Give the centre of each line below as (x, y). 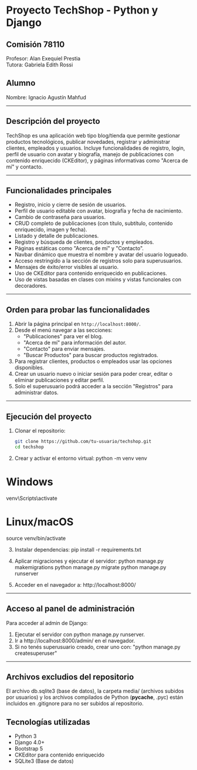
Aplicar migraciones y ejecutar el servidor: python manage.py (89, 561)
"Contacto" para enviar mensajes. (64, 349)
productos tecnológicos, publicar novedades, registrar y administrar (88, 142)
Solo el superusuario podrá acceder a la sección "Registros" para (94, 386)
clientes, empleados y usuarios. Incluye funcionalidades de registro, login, (96, 148)
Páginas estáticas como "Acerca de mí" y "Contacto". (79, 248)
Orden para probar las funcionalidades (78, 310)
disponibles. (29, 368)
